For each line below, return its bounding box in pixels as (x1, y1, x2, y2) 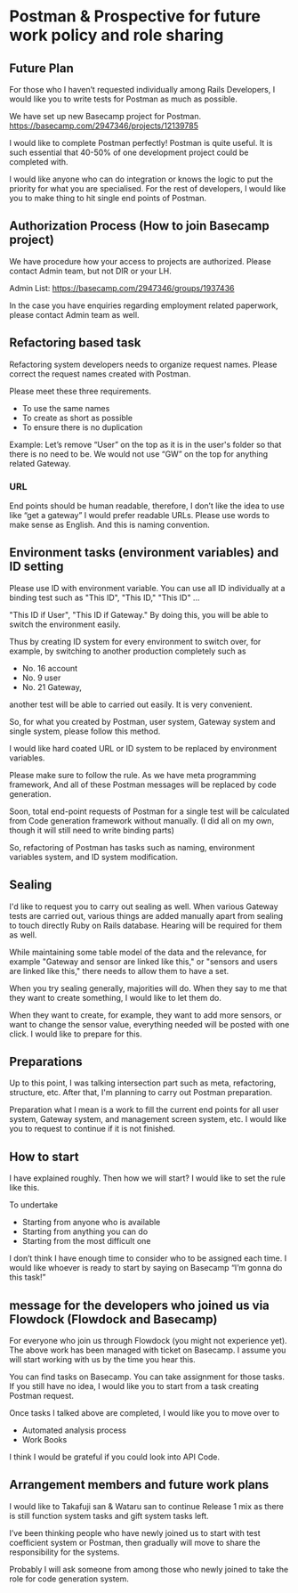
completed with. (9, 157, 68, 167)
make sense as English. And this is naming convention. (9, 519, 211, 530)
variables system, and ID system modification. (9, 851, 179, 862)
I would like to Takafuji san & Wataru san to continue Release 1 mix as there (9, 1500, 285, 1511)
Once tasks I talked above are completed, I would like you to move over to (9, 1407, 280, 1418)
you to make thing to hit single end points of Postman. (9, 193, 207, 203)
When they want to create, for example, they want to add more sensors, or (9, 1009, 282, 1020)
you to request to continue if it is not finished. (9, 1124, 176, 1134)
